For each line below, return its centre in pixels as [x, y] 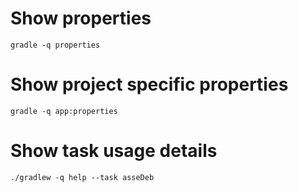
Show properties [81, 18]
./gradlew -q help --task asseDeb [82, 177]
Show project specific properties [149, 84]
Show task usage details [114, 151]
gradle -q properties [55, 45]
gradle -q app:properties [64, 111]
